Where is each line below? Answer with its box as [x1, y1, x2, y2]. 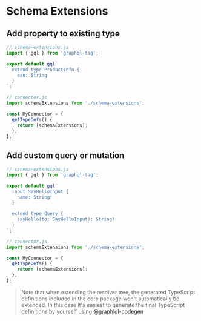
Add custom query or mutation [6, 150, 125, 160]
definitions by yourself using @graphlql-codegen [21, 308, 144, 315]
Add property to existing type [6, 28, 120, 39]
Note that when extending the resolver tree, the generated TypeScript [21, 288, 196, 296]
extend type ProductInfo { [12, 67, 80, 73]
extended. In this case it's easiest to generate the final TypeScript [21, 301, 185, 308]
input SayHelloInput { [12, 188, 69, 194]
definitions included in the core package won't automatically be [21, 295, 180, 302]
